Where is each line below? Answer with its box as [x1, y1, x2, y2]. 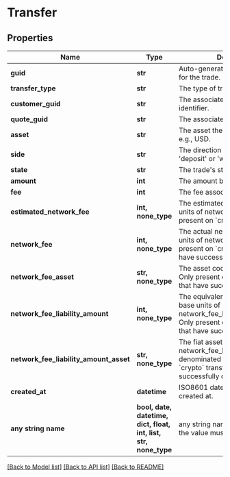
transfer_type [10, 84, 56, 93]
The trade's [179, 165, 216, 174]
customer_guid [10, 99, 61, 108]
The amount [179, 176, 218, 186]
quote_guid [10, 114, 49, 124]
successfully [179, 371, 220, 381]
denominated [179, 354, 221, 364]
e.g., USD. [179, 134, 211, 143]
